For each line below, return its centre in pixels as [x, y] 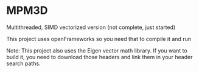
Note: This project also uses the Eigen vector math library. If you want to [97, 50]
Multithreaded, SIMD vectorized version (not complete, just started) [91, 27]
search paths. [23, 63]
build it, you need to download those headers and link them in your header [100, 57]
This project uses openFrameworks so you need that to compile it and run [99, 39]
